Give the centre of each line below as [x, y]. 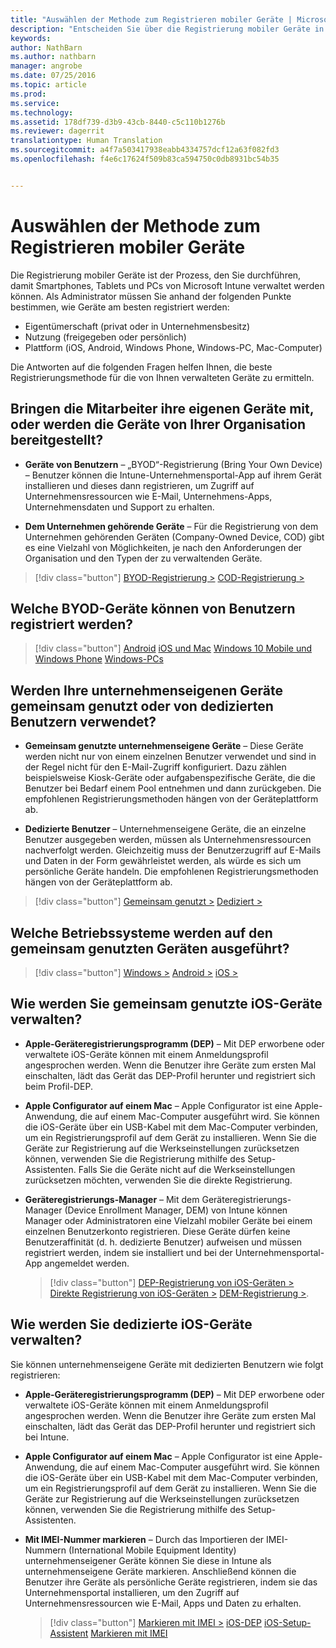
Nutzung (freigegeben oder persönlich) [105, 337]
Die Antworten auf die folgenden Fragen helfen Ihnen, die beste [141, 367]
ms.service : [35, 103]
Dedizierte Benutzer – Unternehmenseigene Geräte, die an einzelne [165, 829]
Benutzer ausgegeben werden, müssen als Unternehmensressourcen [168, 840]
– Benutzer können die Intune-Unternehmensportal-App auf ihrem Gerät [173, 475]
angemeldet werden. [87, 1263]
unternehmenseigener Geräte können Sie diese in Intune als [148, 1560]
